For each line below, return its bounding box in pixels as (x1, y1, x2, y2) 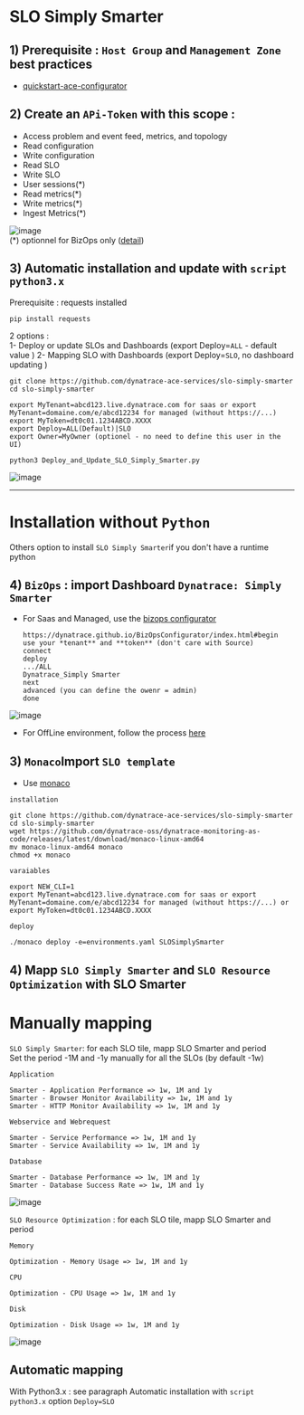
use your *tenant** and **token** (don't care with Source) (22, 639, 254, 648)
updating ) (9, 359, 48, 370)
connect (22, 647, 52, 656)
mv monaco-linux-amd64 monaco (9, 843, 124, 852)
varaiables (9, 867, 51, 876)
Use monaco (22, 778, 71, 789)
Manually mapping (9, 1012, 153, 1033)
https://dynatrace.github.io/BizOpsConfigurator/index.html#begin (22, 631, 279, 640)
